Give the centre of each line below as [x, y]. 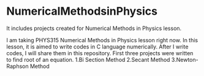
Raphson [17, 66]
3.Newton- [185, 59]
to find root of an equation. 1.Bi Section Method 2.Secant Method [88, 59]
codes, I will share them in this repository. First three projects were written [100, 53]
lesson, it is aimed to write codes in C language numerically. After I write [97, 47]
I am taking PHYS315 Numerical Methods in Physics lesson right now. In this [102, 40]
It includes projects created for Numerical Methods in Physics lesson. [94, 28]
